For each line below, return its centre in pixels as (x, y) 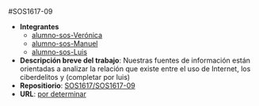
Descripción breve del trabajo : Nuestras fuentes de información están (135, 60)
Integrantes (39, 26)
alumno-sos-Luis (59, 52)
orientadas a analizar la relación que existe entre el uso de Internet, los (135, 69)
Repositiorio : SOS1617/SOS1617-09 (78, 85)
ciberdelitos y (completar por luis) (75, 77)
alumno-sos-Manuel (65, 44)
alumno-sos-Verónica (67, 35)
